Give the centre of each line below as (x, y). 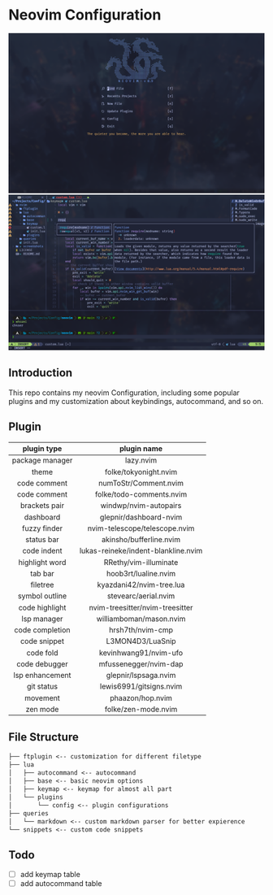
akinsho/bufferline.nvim (141, 540)
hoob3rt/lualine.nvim (141, 573)
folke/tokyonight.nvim (141, 471)
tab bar (42, 573)
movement (42, 697)
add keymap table (50, 875)
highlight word (42, 562)
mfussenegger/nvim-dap (141, 663)
